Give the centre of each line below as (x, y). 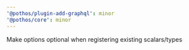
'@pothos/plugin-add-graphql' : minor (60, 13)
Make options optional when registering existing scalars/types (94, 39)
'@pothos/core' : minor (39, 20)
